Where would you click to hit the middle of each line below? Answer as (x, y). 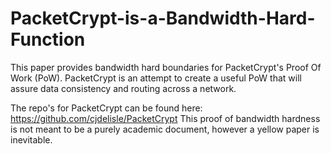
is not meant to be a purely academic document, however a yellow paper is (165, 129)
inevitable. (31, 139)
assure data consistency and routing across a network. (123, 88)
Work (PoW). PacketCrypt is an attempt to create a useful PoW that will (156, 78)
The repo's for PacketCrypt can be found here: (106, 108)
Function (48, 39)
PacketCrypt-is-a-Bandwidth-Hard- (163, 18)
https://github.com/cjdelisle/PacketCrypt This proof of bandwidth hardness (165, 118)
